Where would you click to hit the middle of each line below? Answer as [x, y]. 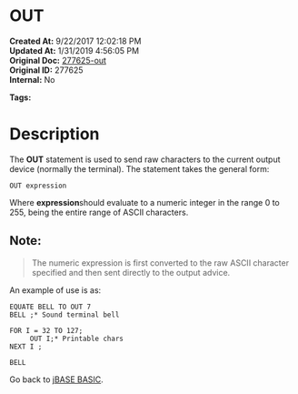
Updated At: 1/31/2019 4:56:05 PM [74, 50]
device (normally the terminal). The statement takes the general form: [139, 168]
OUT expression [38, 186]
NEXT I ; [26, 347]
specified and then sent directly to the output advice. [131, 272]
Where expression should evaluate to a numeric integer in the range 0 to [144, 202]
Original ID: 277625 [46, 70]
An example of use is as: [55, 290]
